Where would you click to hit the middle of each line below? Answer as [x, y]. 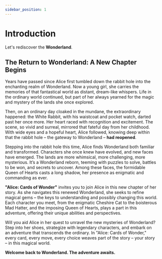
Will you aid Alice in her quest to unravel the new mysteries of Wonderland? [80, 223]
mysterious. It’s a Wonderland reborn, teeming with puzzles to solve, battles [81, 162]
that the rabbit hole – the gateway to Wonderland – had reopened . [71, 138]
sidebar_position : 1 [26, 9]
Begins [16, 70]
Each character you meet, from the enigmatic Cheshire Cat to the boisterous [81, 203]
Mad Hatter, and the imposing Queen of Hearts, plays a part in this [71, 208]
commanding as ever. [27, 178]
